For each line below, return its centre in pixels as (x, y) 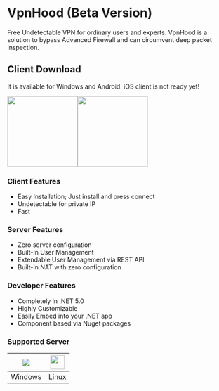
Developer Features (41, 286)
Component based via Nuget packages (74, 323)
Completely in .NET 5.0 (51, 301)
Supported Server (39, 341)
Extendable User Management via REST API (81, 260)
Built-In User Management (55, 252)
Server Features (35, 229)
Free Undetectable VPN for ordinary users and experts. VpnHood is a (107, 32)
